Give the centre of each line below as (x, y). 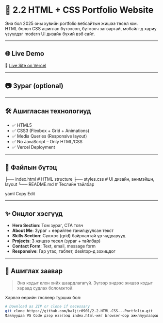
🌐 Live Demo (25, 54)
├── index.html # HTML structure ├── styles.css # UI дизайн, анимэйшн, (80, 179)
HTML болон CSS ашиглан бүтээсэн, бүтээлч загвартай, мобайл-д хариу (81, 28)
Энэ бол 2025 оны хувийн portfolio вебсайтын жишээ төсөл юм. (72, 23)
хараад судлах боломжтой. (45, 288)
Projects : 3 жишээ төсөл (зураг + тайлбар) (56, 241)
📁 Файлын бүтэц (31, 167)
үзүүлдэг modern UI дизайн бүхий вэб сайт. (50, 34)
